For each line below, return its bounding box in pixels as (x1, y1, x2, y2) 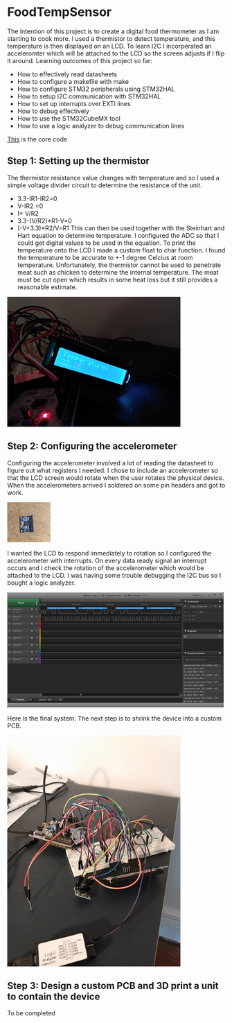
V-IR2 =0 (17, 202, 44, 210)
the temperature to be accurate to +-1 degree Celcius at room (17, 253, 193, 261)
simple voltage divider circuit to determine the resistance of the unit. (7, 181, 202, 189)
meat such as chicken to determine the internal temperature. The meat (17, 268, 220, 276)
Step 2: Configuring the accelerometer (7, 440, 177, 452)
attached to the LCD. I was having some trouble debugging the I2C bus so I (7, 571, 222, 579)
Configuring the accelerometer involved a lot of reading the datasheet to (7, 458, 214, 467)
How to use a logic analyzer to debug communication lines (17, 121, 185, 130)
